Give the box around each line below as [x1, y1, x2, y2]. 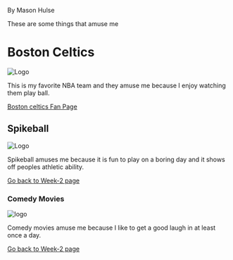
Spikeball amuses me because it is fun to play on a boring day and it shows [7, 155, 225, 163]
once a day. [7, 231, 42, 240]
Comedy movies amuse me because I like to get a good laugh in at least [7, 223, 216, 232]
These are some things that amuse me [7, 20, 119, 27]
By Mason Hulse [7, 6, 55, 14]
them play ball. [7, 88, 51, 97]
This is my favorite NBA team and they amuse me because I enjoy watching [7, 81, 227, 89]
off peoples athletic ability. [7, 162, 84, 171]
